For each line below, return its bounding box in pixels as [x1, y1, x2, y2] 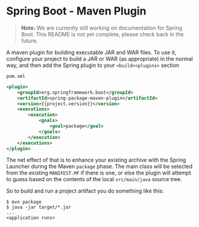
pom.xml [6, 73, 26, 79]
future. [21, 37, 38, 44]
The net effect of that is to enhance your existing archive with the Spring [6, 156, 186, 164]
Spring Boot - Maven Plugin [6, 4, 147, 18]
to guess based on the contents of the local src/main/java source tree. [6, 176, 182, 183]
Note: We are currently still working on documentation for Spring [21, 24, 183, 31]
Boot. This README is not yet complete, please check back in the [21, 30, 184, 37]
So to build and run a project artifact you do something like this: [6, 187, 164, 194]
